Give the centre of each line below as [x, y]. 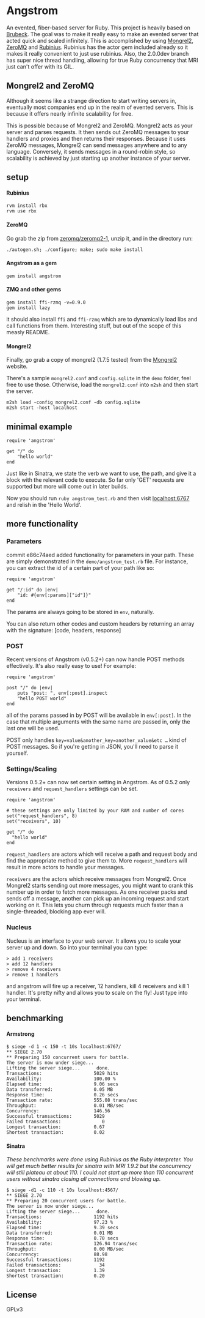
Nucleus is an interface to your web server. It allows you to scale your [94, 941]
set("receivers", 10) [34, 822]
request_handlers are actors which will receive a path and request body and [102, 854]
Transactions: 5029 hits [63, 1074]
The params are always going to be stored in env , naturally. [80, 612]
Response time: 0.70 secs [63, 1238]
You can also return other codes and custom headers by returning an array [100, 623]
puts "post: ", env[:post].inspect [63, 693]
